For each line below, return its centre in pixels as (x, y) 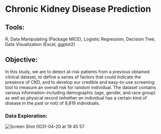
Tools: (15, 27)
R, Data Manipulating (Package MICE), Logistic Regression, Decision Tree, (80, 39)
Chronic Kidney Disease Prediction (78, 9)
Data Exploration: (26, 116)
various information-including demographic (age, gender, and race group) (80, 93)
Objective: (21, 60)
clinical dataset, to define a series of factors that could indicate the (73, 77)
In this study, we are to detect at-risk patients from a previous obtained (77, 71)
